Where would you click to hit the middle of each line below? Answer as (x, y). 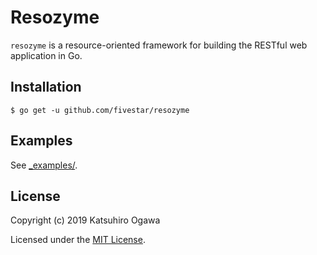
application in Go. (46, 55)
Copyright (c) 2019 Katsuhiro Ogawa (85, 220)
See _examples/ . (44, 165)
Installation (46, 87)
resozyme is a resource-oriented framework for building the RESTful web (159, 45)
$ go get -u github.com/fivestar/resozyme (100, 110)
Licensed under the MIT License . (78, 240)
